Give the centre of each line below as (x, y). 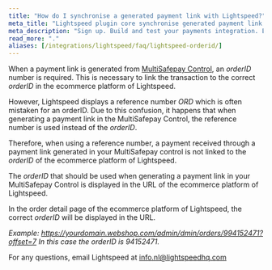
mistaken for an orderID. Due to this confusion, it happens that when (122, 111)
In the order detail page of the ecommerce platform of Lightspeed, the (125, 209)
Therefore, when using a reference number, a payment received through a (132, 143)
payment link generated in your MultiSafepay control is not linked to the (127, 152)
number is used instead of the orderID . (73, 128)
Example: (24, 233)
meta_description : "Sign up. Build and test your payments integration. (134, 31)
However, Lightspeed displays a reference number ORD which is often (125, 102)
